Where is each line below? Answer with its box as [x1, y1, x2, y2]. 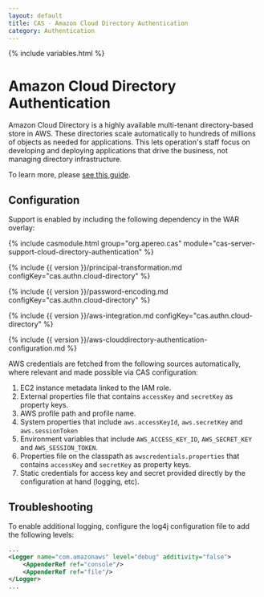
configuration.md [8, 343, 66, 353]
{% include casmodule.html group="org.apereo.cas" [8, 238, 182, 249]
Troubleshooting [8, 500, 94, 514]
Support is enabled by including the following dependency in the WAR [8, 214, 239, 225]
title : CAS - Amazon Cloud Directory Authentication [8, 19, 189, 27]
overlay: [8, 223, 35, 233]
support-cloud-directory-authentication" [8, 247, 143, 257]
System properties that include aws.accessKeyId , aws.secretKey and [19, 417, 243, 427]
